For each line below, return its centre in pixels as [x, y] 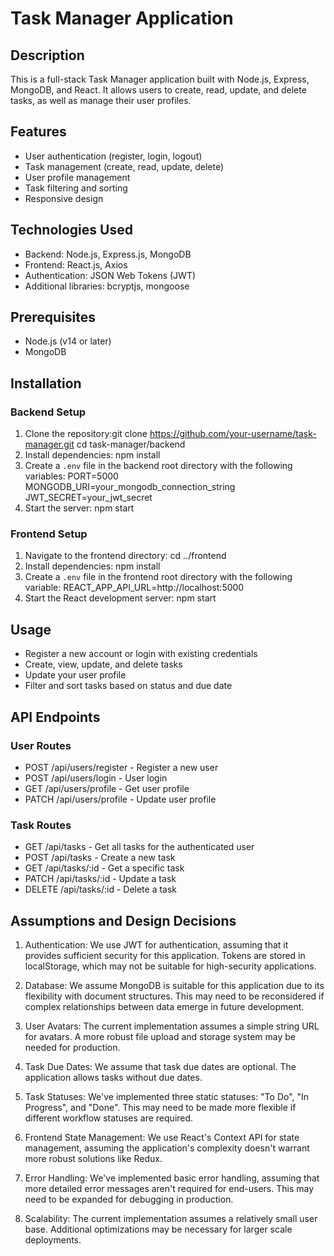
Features [38, 132]
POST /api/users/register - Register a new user [121, 767]
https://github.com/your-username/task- [233, 434]
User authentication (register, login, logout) [113, 156]
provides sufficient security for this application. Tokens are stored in [165, 956]
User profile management [77, 177]
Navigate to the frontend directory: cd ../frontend [125, 556]
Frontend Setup [49, 534]
